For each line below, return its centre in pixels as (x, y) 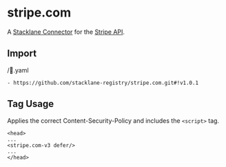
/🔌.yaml (18, 70)
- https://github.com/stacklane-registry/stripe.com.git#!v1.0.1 (103, 83)
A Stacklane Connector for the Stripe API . (66, 32)
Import (22, 53)
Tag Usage (31, 104)
